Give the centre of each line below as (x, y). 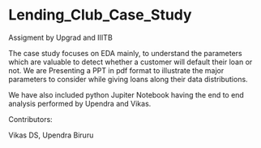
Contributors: (30, 119)
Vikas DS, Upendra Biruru (51, 135)
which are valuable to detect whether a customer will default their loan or (130, 62)
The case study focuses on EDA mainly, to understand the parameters (125, 53)
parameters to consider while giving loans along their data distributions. (128, 79)
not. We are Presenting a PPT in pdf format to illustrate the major (116, 70)
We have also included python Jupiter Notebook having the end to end (126, 94)
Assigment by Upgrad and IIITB (61, 37)
